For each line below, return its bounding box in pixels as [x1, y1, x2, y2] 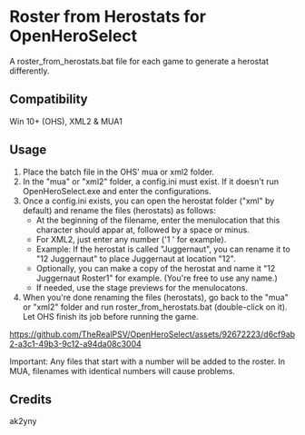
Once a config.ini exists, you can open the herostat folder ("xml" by [22, 195, 275, 206]
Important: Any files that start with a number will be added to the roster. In [9, 356, 286, 367]
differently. [9, 65, 50, 76]
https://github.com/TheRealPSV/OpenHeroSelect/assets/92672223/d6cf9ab [9, 329, 296, 340]
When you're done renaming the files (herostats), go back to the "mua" [22, 292, 289, 302]
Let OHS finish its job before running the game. [22, 311, 199, 321]
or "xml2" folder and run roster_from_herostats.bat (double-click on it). [22, 302, 288, 312]
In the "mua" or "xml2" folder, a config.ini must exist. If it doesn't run [22, 175, 280, 187]
